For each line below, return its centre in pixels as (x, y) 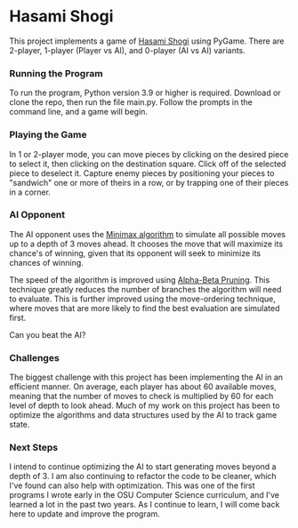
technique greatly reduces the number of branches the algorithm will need (145, 289)
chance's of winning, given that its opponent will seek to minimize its (135, 253)
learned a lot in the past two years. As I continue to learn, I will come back (145, 505)
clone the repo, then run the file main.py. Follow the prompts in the (131, 102)
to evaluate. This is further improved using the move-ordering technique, (142, 299)
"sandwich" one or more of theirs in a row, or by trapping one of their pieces (149, 182)
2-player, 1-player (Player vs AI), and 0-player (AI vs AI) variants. (128, 50)
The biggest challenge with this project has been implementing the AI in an (146, 377)
